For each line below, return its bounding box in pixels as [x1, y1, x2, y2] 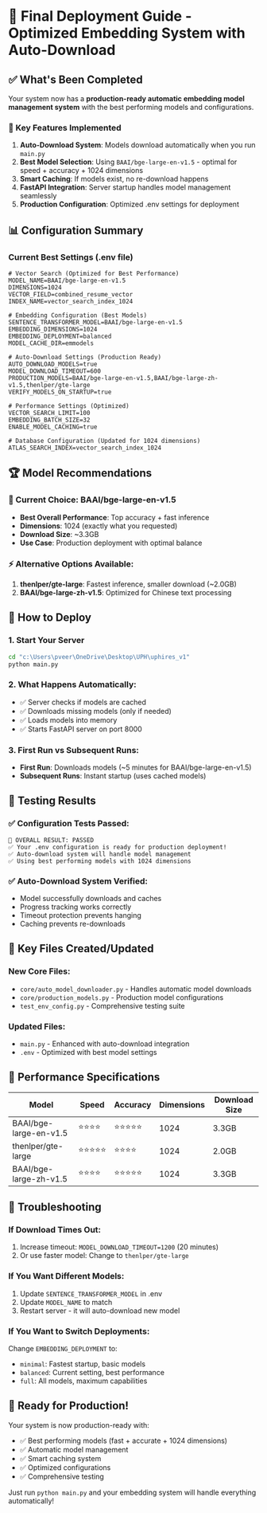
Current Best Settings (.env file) [8, 251, 133, 262]
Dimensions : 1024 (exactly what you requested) [19, 521, 178, 531]
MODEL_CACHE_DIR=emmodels [8, 339, 94, 347]
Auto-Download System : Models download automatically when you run [19, 140, 256, 150]
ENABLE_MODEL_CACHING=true [8, 422, 98, 431]
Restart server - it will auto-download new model [19, 1306, 180, 1315]
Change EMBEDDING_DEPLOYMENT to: [8, 1344, 118, 1354]
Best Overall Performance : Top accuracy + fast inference [19, 512, 210, 522]
